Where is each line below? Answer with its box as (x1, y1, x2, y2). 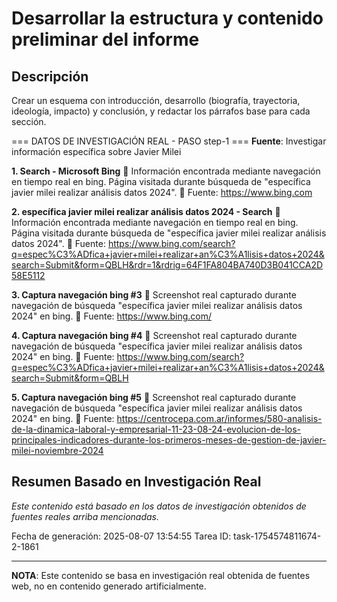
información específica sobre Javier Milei (11, 146, 182, 157)
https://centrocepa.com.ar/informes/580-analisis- (116, 413, 323, 424)
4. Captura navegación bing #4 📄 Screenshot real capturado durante (11, 330, 298, 341)
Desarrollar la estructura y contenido (11, 7, 324, 30)
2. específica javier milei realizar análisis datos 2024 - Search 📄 (11, 206, 281, 217)
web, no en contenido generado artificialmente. (11, 580, 207, 592)
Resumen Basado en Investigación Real (11, 473, 262, 491)
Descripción (11, 68, 89, 85)
